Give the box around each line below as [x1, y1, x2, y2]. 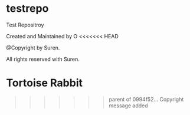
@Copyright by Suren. [6, 44, 60, 51]
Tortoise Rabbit [6, 76, 83, 90]
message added [109, 102, 149, 109]
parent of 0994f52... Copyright [109, 96, 184, 103]
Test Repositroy [6, 21, 44, 28]
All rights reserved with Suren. [6, 55, 80, 63]
